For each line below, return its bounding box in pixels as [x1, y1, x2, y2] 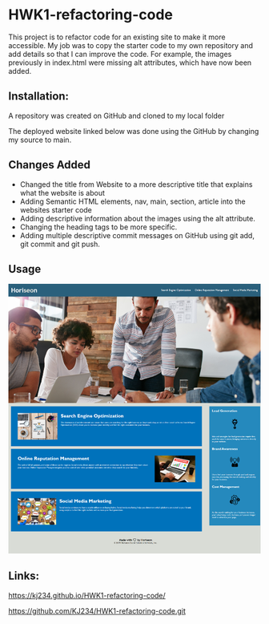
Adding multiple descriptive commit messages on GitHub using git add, [19, 230, 255, 240]
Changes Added [8, 158, 90, 172]
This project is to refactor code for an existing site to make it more [8, 32, 226, 42]
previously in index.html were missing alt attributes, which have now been [8, 58, 252, 67]
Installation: [8, 90, 70, 103]
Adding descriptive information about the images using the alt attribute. [19, 213, 256, 223]
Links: [8, 569, 40, 583]
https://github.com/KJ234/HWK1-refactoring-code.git [8, 606, 187, 615]
